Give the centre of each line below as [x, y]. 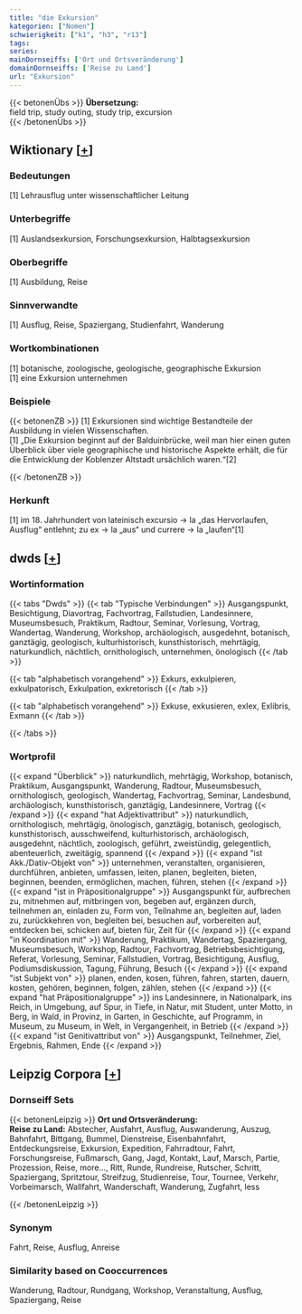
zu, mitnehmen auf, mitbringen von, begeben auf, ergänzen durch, [133, 901]
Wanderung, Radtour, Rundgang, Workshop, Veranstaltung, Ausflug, [137, 1290]
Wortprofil [33, 757]
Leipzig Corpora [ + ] [66, 1074]
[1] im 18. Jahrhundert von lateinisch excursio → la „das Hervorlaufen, [139, 520]
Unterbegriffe [40, 219]
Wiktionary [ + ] [51, 150]
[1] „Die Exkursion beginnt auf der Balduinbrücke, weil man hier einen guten [150, 440]
